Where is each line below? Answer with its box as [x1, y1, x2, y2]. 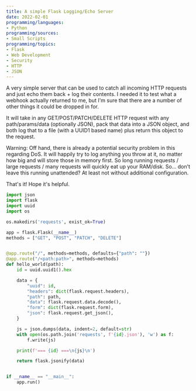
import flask [6, 197, 38, 204]
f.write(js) [27, 337, 57, 343]
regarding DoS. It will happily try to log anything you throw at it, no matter [6, 150, 183, 158]
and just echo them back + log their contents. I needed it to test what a [6, 91, 177, 98]
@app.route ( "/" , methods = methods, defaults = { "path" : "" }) [6, 251, 150, 256]
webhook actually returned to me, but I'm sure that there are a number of [6, 97, 183, 104]
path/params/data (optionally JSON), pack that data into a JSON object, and [6, 121, 190, 128]
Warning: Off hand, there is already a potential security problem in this [6, 145, 176, 152]
